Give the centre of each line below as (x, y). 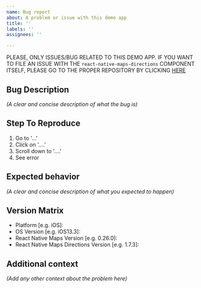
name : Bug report (28, 12)
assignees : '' (24, 35)
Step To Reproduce (43, 124)
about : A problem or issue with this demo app (67, 18)
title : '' (19, 23)
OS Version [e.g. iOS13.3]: (48, 232)
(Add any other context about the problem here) (67, 279)
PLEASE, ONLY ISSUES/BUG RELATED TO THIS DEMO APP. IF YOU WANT (100, 57)
